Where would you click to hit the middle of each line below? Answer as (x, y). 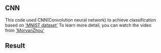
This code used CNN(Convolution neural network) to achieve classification (80, 20)
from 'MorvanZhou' (25, 30)
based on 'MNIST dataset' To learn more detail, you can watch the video (78, 25)
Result (15, 46)
